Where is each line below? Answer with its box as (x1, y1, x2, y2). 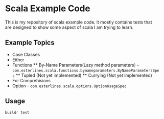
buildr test (5, 110, 29, 115)
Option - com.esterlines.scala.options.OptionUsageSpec (12, 83, 127, 89)
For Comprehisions (12, 77, 51, 83)
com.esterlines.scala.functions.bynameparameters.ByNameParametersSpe (12, 68, 160, 73)
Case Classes (12, 51, 40, 57)
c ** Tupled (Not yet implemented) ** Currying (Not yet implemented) (12, 72, 153, 78)
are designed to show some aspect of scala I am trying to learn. (5, 24, 134, 30)
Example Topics (5, 39, 55, 47)
